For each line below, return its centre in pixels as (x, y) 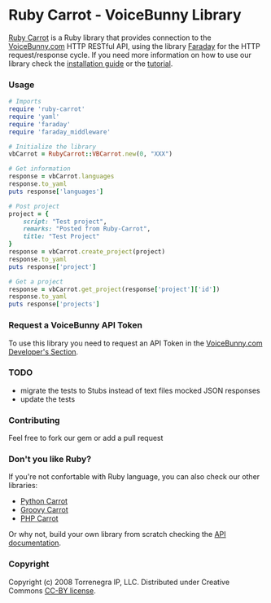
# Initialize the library (52, 147)
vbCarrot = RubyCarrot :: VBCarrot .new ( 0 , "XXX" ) (91, 154)
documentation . (35, 543)
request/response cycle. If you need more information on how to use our (130, 55)
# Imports (25, 102)
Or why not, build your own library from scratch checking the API (117, 535)
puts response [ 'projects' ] (54, 304)
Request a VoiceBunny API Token (75, 325)
